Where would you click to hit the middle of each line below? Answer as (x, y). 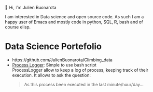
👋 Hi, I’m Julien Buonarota (31, 7)
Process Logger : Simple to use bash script (54, 65)
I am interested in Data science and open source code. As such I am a (74, 17)
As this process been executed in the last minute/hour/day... (84, 84)
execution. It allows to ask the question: (51, 75)
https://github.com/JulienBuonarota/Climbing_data (62, 60)
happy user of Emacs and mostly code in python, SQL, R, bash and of (74, 22)
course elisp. (18, 27)
